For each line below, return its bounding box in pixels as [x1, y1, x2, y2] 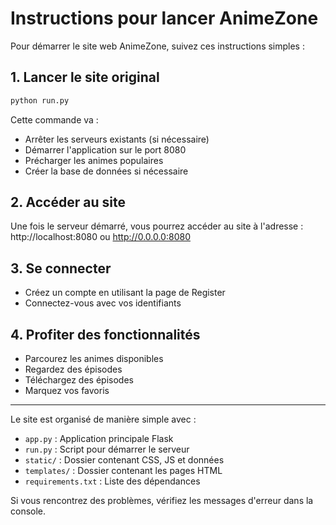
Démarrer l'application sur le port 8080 [24, 143, 187, 156]
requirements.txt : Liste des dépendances [24, 475, 201, 487]
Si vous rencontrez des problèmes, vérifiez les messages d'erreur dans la [10, 495, 314, 507]
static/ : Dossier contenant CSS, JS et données [24, 454, 225, 466]
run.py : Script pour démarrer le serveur [24, 443, 190, 456]
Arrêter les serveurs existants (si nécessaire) [24, 133, 210, 145]
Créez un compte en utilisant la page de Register [24, 287, 226, 299]
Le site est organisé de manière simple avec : [10, 413, 197, 426]
